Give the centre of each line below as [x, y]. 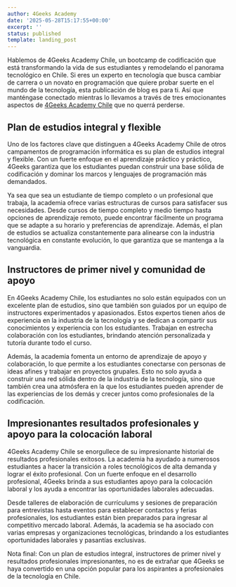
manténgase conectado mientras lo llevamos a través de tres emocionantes [117, 98]
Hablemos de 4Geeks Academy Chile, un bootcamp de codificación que [112, 60]
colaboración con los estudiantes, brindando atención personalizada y [109, 335]
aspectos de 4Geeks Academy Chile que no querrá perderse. [96, 105]
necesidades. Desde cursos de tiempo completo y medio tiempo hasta [110, 210]
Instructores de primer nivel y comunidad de [106, 270]
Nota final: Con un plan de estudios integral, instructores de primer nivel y [114, 553]
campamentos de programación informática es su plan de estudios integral [116, 152]
